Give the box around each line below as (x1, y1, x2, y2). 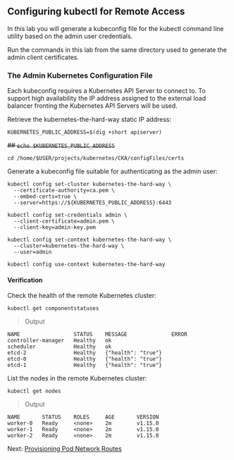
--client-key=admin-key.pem (13, 224, 97, 231)
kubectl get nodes (7, 387, 61, 395)
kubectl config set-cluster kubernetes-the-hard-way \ (7, 181, 172, 188)
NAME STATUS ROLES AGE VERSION (7, 414, 159, 421)
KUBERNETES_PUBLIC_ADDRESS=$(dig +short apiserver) (7, 129, 162, 136)
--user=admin (13, 249, 52, 256)
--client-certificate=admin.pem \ (13, 218, 115, 225)
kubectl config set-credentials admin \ (7, 211, 128, 219)
